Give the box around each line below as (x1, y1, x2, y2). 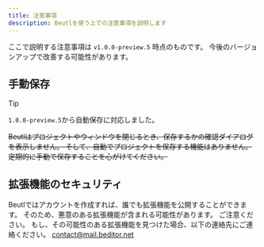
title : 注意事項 (8, 11, 57, 20)
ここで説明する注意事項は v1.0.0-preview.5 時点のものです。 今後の (8, 41, 230, 52)
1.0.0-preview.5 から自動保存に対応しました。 (8, 115, 159, 125)
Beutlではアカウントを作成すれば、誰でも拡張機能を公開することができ (8, 200, 240, 210)
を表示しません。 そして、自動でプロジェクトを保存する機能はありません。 (8, 142, 252, 152)
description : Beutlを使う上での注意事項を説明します (8, 19, 167, 27)
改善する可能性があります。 (42, 52, 133, 61)
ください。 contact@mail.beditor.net (14, 230, 135, 239)
